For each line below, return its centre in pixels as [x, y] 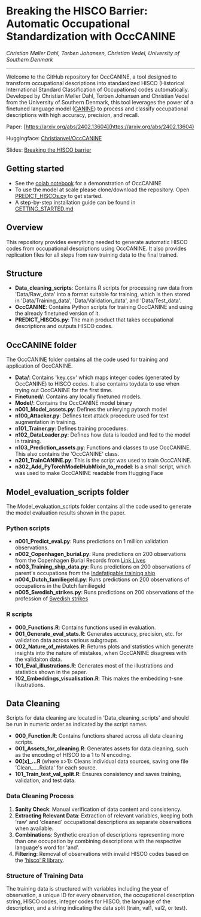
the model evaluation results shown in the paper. [66, 513]
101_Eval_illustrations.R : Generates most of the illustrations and [94, 665]
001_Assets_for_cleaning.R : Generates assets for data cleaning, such [101, 748]
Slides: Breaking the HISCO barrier [49, 150]
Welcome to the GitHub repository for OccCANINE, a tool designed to [92, 77]
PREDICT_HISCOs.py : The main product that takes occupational [94, 320]
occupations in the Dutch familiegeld [60, 586]
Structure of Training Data [45, 876]
